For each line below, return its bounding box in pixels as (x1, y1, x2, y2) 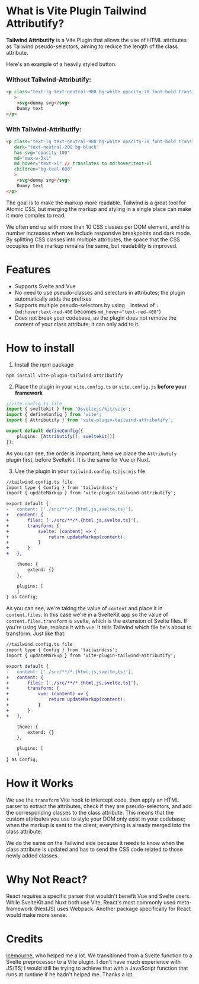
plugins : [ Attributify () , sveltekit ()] (17, 433, 115, 439)
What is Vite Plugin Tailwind (6, 4, 147, 18)
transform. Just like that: (6, 630, 66, 637)
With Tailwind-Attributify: (6, 125, 82, 133)
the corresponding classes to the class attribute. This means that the (6, 809, 174, 816)
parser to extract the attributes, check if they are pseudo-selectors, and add (6, 802, 192, 809)
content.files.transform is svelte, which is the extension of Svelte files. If (6, 617, 188, 625)
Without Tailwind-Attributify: (6, 75, 92, 84)
